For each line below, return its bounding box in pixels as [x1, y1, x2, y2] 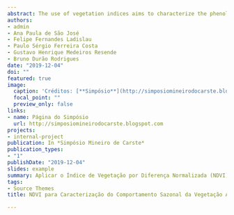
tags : [7, 178, 23, 185]
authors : [7, 17, 33, 24]
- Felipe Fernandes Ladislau [7, 36, 92, 43]
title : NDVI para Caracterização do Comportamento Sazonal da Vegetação [7, 191, 223, 198]
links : [7, 107, 26, 114]
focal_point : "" [13, 95, 61, 102]
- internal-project [7, 133, 64, 140]
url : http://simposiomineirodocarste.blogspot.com [13, 120, 164, 127]
